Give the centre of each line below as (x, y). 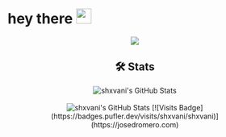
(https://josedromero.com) (135, 124)
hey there (40, 19)
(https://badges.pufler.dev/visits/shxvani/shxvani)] (135, 116)
